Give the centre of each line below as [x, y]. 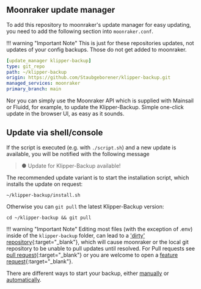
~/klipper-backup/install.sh [43, 195]
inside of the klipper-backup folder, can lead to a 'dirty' [76, 235]
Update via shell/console [55, 133]
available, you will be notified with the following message [78, 154]
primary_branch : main [34, 89]
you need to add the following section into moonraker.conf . [80, 31]
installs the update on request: [45, 184]
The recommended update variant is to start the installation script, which [98, 177]
